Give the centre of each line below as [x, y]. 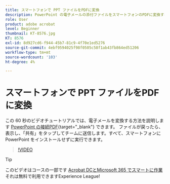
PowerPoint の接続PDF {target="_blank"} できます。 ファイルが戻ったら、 [87, 127]
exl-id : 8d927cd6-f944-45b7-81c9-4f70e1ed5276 [55, 43]
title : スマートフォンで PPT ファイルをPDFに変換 [52, 10]
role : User [17, 19]
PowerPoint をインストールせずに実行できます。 [55, 139]
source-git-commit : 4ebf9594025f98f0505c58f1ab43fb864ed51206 [72, 48]
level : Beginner [22, 29]
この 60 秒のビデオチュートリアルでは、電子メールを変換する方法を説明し [82, 121]
